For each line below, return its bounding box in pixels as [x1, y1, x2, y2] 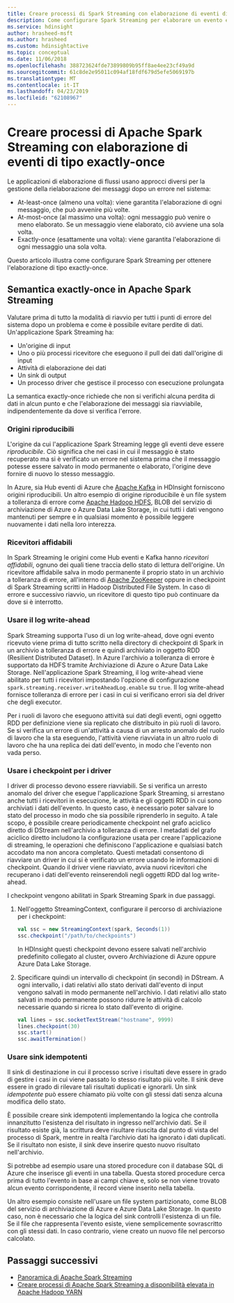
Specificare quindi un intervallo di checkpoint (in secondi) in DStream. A [17, 973, 224, 982]
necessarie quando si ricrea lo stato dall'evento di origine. [17, 1003, 184, 1011]
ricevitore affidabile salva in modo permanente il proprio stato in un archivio [7, 568, 224, 577]
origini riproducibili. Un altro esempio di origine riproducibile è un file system [7, 491, 226, 499]
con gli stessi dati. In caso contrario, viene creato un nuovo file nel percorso [7, 1227, 225, 1235]
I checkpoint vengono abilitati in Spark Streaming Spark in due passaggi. [7, 891, 216, 899]
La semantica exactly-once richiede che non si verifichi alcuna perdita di [7, 392, 216, 400]
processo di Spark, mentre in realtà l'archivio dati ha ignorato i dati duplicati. [7, 1134, 226, 1142]
